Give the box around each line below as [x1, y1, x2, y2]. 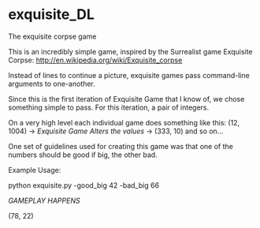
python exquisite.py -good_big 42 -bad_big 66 [8, 180, 160, 190]
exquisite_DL [8, 6, 95, 24]
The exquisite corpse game [8, 32, 97, 41]
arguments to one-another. [8, 79, 96, 88]
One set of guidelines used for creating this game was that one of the [8, 141, 234, 151]
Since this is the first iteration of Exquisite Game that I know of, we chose [8, 94, 245, 103]
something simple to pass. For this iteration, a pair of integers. [8, 103, 210, 112]
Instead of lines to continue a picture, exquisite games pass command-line [8, 70, 250, 80]
